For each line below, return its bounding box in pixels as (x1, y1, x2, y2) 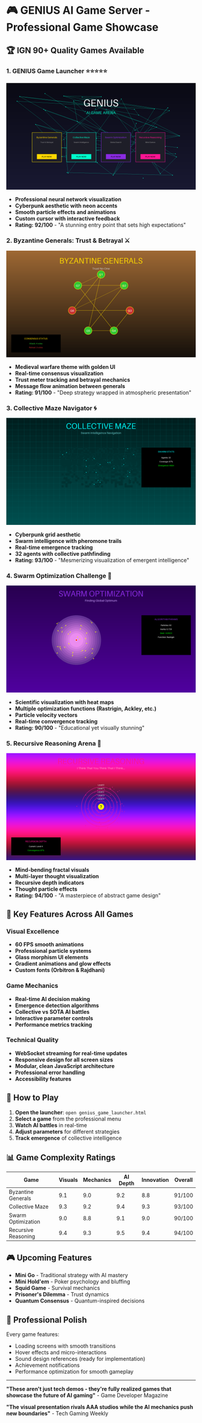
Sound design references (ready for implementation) (14, 1355, 145, 1363)
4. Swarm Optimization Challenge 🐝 (6, 571, 112, 580)
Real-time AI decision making (14, 995, 90, 1002)
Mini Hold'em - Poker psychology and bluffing (14, 1278, 130, 1286)
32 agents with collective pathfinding (14, 550, 111, 557)
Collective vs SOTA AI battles (14, 1008, 90, 1015)
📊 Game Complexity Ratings (6, 1152, 116, 1163)
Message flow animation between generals (14, 383, 126, 390)
